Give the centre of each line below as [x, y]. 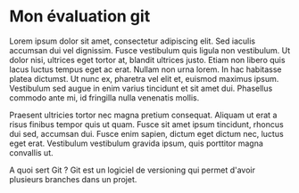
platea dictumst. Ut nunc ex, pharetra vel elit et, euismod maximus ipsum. [144, 78]
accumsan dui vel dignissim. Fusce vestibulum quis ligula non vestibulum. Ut [150, 50]
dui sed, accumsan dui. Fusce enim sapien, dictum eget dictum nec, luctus [146, 133]
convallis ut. [31, 152]
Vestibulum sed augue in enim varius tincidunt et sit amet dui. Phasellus [141, 88]
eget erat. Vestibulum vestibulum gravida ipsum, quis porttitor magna [136, 143]
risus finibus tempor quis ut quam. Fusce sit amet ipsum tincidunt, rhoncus [146, 124]
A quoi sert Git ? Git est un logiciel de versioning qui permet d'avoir [133, 170]
